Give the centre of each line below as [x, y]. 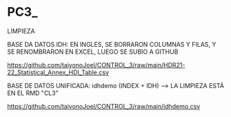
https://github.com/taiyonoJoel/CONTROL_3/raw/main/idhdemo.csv [104, 106]
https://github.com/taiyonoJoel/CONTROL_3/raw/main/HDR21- [96, 65]
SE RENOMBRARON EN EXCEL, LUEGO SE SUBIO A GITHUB [93, 52]
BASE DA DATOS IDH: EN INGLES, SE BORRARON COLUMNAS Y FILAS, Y [112, 44]
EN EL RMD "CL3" [33, 93]
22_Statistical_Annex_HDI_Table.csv [58, 72]
